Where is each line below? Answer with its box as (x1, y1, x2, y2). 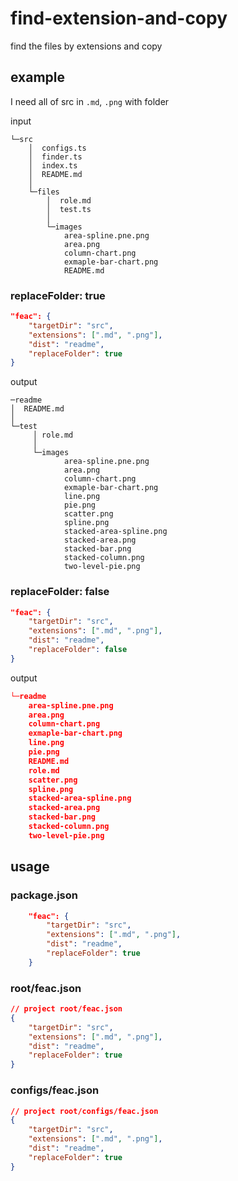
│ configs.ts (28, 143, 87, 153)
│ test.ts (46, 204, 92, 214)
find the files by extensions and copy (10, 40, 163, 52)
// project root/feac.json (10, 1004, 123, 1014)
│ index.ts (28, 160, 78, 171)
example (10, 69, 66, 86)
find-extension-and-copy (10, 7, 228, 30)
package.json (10, 888, 78, 902)
